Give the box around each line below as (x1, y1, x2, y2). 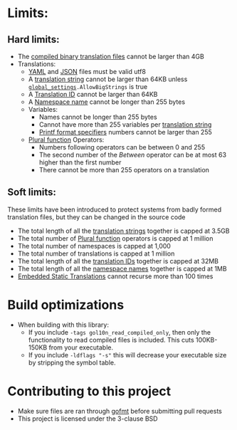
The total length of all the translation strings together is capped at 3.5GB (17, 226, 230, 235)
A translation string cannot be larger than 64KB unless (28, 75, 188, 83)
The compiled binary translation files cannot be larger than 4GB (17, 52, 204, 61)
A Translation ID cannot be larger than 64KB (28, 90, 158, 98)
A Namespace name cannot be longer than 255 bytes (28, 98, 186, 106)
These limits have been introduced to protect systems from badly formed (7, 205, 222, 214)
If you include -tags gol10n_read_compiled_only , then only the (28, 327, 211, 336)
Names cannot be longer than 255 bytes (38, 112, 158, 121)
